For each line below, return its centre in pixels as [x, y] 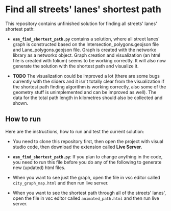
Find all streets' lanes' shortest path [83, 9]
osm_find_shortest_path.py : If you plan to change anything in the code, [88, 156]
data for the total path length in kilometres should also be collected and [88, 98]
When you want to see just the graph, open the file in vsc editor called [86, 177]
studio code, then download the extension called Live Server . [78, 147]
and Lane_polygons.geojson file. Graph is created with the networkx [84, 50]
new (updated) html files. [39, 168]
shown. [20, 103]
